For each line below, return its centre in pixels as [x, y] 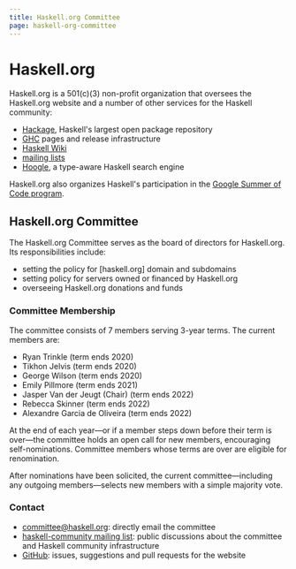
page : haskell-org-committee [63, 26]
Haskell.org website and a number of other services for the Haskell [131, 103]
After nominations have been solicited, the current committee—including [141, 475]
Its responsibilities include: [57, 252]
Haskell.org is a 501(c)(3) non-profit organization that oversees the [130, 94]
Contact [27, 507]
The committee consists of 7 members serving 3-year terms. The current [142, 330]
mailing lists [43, 158]
